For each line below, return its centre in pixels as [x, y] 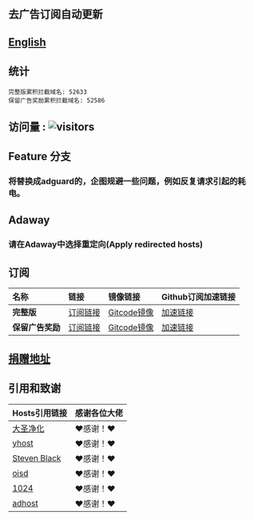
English [27, 42]
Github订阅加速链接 [198, 297]
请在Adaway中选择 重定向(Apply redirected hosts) [106, 244]
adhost [25, 503]
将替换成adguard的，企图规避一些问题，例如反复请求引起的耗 [127, 181]
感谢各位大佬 [99, 413]
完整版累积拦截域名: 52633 [48, 92]
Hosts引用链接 [40, 413]
